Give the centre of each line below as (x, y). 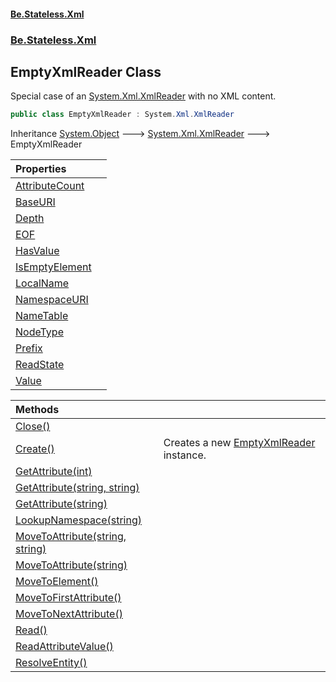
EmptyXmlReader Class (86, 71)
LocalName (42, 283)
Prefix (29, 348)
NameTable (42, 316)
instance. (185, 455)
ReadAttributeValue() (64, 647)
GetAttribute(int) (54, 472)
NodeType (39, 332)
